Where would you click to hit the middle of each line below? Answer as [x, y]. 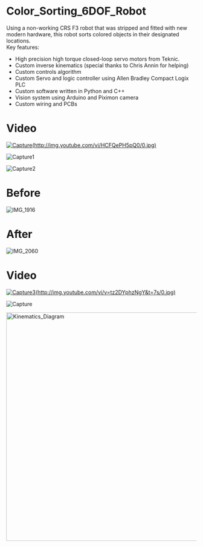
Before [24, 193]
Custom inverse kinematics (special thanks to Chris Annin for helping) [102, 65]
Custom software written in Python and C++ [70, 91]
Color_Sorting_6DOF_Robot [76, 11]
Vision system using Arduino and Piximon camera [77, 97]
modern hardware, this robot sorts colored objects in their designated [93, 34]
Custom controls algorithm [48, 71]
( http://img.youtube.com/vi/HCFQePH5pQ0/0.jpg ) [94, 145]
